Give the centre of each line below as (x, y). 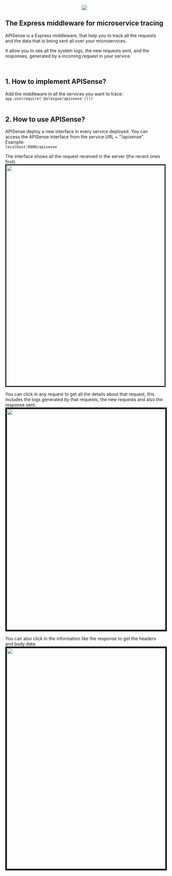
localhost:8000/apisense (31, 147)
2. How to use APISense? (45, 119)
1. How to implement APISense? (56, 81)
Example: (15, 142)
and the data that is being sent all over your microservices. (66, 41)
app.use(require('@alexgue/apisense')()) (49, 98)
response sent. (21, 405)
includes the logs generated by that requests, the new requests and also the (84, 400)
